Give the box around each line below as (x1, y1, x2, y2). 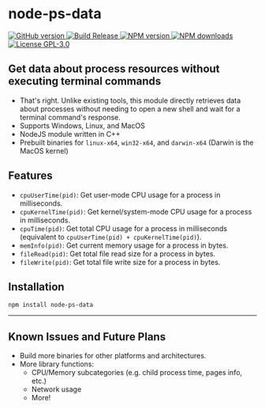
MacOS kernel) (19, 146, 69, 155)
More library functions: (19, 359, 95, 369)
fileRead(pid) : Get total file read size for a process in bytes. (19, 248, 215, 258)
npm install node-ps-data (8, 301, 93, 309)
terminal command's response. (19, 112, 121, 122)
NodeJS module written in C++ (19, 129, 121, 138)
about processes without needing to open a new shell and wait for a (19, 104, 241, 113)
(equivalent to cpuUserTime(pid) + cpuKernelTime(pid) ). (19, 232, 202, 241)
